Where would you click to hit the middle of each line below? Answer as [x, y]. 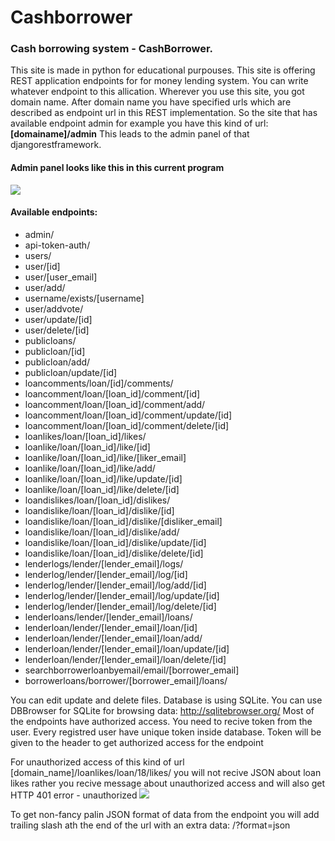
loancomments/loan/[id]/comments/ [99, 383]
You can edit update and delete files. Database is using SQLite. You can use [166, 700]
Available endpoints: [54, 212]
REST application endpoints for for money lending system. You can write [159, 81]
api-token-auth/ [57, 245]
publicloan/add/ [57, 362]
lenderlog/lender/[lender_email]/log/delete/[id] [120, 606]
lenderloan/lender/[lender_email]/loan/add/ [113, 638]
